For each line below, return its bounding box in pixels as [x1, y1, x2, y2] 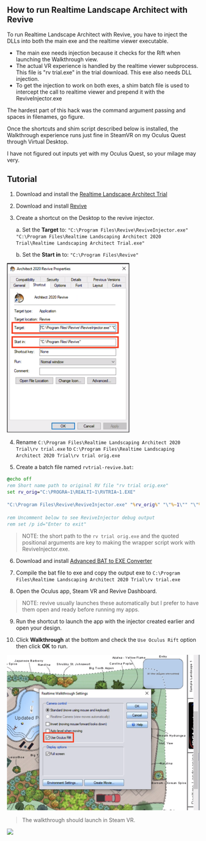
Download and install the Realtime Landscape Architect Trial [15, 190, 167, 198]
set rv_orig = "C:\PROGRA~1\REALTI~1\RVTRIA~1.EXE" [7, 489, 136, 495]
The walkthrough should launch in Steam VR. [21, 816, 136, 823]
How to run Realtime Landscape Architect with [7, 5, 188, 15]
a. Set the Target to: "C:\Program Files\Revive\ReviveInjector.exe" [15, 226, 189, 233]
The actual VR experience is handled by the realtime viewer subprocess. [15, 62, 199, 69]
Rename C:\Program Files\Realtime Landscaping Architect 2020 [15, 438, 181, 446]
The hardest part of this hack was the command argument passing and [7, 107, 186, 114]
